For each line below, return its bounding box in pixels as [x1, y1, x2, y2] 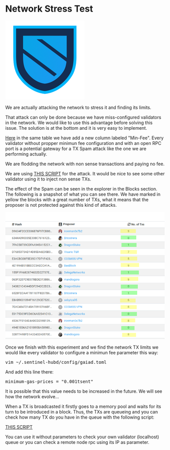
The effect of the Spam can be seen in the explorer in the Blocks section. [5, 185, 158, 192]
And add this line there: [5, 369, 54, 375]
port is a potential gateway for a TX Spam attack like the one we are [5, 145, 147, 152]
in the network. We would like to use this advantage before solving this [5, 120, 153, 126]
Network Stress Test [5, 3, 94, 15]
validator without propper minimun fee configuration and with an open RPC [5, 140, 162, 146]
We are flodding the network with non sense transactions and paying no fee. [5, 161, 165, 167]
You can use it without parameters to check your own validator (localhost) [5, 434, 159, 440]
